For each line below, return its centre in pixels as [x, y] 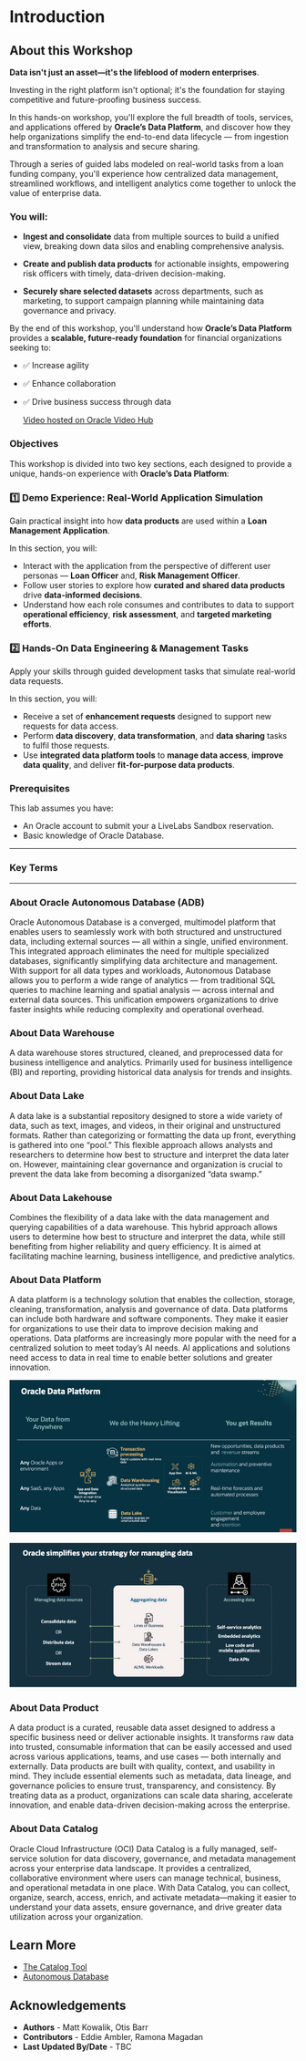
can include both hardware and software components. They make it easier [149, 1319]
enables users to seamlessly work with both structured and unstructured [146, 932]
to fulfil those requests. [66, 746]
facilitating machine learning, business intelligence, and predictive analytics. [153, 1256]
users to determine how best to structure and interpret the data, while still [148, 1237]
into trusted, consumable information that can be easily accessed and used [151, 1747]
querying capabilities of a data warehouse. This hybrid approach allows [143, 1227]
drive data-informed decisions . [82, 595]
